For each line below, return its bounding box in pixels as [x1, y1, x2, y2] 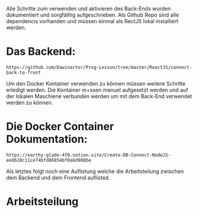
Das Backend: [6, 45, 76, 58]
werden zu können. [6, 99, 53, 106]
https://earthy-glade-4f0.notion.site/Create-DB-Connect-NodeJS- [6, 152, 171, 158]
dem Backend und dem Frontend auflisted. [6, 174, 110, 181]
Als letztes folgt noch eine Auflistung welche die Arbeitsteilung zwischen [6, 168, 184, 175]
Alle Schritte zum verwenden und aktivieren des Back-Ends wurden [6, 5, 171, 12]
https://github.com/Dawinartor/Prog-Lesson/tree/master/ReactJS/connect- [6, 64, 193, 70]
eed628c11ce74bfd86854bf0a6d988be [6, 157, 92, 163]
